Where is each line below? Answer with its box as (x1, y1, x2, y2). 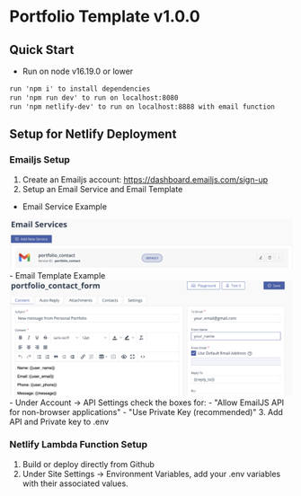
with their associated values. (22, 478, 128, 489)
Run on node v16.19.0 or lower (22, 66, 134, 76)
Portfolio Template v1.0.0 (9, 6, 200, 27)
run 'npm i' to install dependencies (9, 84, 151, 93)
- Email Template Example (9, 270, 106, 281)
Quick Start (9, 42, 75, 58)
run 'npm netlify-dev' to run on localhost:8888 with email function (9, 102, 276, 111)
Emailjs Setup (9, 154, 70, 166)
